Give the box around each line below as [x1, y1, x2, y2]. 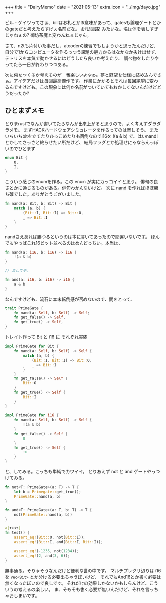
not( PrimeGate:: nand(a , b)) [14, 512, 72, 517]
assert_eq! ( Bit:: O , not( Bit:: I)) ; [14, 535, 85, 540]
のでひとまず [9, 145, 36, 151]
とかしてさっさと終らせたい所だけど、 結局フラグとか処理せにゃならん [5, 139, 150, 145]
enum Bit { [5, 155, 28, 160]
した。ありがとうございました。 [18, 191, 83, 197]
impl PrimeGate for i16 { [5, 413, 59, 418]
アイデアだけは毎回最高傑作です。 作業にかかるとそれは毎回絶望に [13, 78, 150, 84]
